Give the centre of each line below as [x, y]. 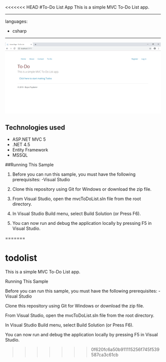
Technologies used [35, 128]
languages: [17, 21]
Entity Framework [30, 150]
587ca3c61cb [105, 355]
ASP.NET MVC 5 [29, 139]
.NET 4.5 [21, 145]
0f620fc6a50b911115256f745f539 [125, 350]
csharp [20, 31]
